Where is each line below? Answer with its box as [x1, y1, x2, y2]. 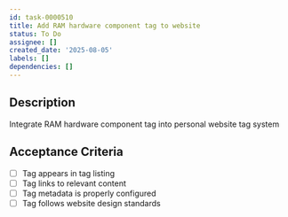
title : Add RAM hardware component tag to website [9, 21, 201, 30]
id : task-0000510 [9, 12, 74, 22]
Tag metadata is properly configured [21, 188, 157, 198]
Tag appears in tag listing [21, 167, 116, 178]
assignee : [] [9, 37, 58, 47]
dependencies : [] [9, 63, 74, 72]
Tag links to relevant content [21, 178, 127, 189]
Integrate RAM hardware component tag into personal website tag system [9, 119, 280, 129]
